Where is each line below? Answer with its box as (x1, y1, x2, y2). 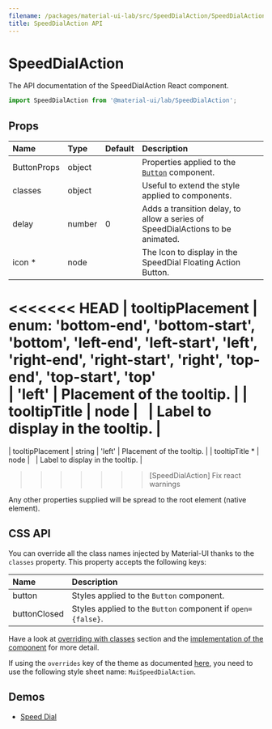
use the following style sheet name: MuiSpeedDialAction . (8, 667, 197, 676)
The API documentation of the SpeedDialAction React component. (8, 81, 229, 91)
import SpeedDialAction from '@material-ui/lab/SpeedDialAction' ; (8, 96, 237, 105)
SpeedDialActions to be (142, 223, 232, 235)
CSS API (8, 527, 51, 540)
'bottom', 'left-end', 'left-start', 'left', (8, 333, 257, 352)
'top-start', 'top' (45, 368, 156, 387)
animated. (142, 234, 180, 245)
